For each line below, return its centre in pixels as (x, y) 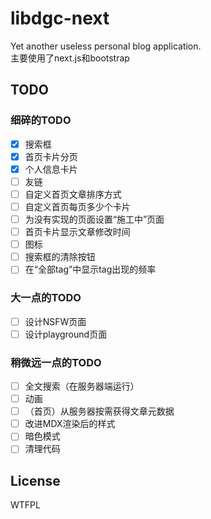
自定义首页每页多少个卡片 (77, 206)
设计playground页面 (66, 334)
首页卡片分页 (51, 156)
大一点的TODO (46, 298)
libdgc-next (60, 18)
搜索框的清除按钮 (60, 257)
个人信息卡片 (51, 169)
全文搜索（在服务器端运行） (82, 386)
